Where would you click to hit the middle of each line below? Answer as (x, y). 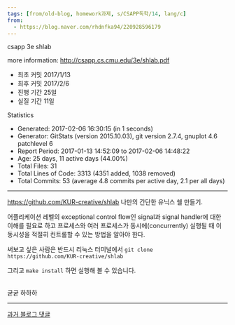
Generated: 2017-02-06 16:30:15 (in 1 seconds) (85, 129)
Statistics (21, 115)
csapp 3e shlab (29, 47)
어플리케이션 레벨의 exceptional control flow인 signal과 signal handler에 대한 (114, 217)
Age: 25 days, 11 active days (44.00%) (72, 159)
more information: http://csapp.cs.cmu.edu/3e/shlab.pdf (88, 60)
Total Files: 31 (37, 166)
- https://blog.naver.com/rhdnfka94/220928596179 (87, 27)
